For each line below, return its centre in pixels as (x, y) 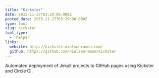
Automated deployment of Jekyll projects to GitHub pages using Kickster (80, 66)
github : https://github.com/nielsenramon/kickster (63, 51)
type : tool (16, 24)
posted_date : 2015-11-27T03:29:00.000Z (46, 19)
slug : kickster (21, 28)
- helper (20, 38)
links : (12, 42)
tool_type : (16, 33)
